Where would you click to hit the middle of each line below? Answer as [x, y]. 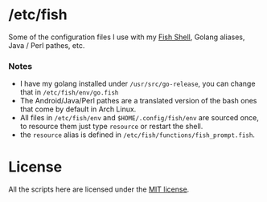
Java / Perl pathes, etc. [47, 45]
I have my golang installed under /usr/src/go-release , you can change [138, 84]
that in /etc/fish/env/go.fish [69, 92]
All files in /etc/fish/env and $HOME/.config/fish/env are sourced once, [139, 118]
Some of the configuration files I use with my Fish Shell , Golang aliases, [127, 37]
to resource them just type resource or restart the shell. [111, 127]
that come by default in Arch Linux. [78, 109]
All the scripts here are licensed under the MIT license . [99, 189]
